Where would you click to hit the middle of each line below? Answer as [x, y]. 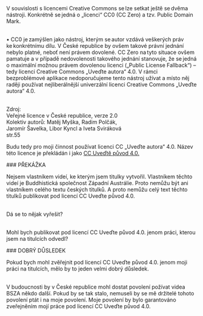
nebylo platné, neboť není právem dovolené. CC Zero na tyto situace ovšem [101, 52]
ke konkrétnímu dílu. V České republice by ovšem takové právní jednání [95, 46]
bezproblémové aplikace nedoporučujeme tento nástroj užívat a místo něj [98, 78]
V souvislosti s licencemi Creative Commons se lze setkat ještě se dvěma [97, 8]
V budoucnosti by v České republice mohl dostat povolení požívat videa [96, 287]
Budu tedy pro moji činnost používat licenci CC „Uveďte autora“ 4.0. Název [100, 146]
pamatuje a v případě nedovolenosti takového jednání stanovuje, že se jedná [101, 59]
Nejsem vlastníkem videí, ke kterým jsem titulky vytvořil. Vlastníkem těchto [99, 176]
